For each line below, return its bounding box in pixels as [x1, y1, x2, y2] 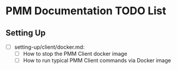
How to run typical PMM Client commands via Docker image [23, 57, 171, 64]
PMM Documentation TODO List [5, 4, 166, 18]
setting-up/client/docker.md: [14, 43, 85, 50]
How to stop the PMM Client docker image [23, 50, 128, 58]
